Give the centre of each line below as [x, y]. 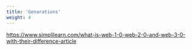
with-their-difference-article [42, 41]
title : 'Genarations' [34, 12]
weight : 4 [19, 17]
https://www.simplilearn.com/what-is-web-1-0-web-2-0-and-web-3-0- [96, 34]
